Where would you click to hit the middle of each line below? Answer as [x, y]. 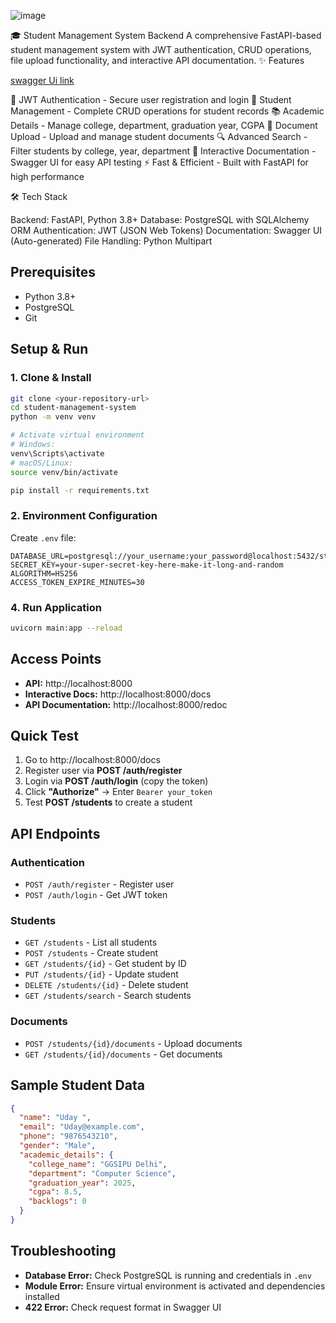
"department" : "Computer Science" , [102, 1173]
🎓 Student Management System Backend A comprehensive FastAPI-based [166, 35]
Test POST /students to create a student [108, 802]
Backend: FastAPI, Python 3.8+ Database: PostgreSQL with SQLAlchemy [160, 219]
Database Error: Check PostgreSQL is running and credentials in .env [168, 1275]
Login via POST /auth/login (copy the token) [116, 781]
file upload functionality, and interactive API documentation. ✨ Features [157, 60]
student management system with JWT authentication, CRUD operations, [161, 49]
